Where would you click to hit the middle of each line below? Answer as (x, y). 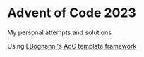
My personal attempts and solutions (59, 32)
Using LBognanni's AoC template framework (72, 46)
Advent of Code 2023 (72, 13)
